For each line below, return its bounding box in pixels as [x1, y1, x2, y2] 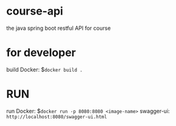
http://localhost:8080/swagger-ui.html [6, 114, 107, 120]
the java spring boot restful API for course [6, 24, 111, 32]
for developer [6, 46, 76, 60]
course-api [6, 4, 64, 18]
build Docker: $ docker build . [6, 66, 83, 73]
